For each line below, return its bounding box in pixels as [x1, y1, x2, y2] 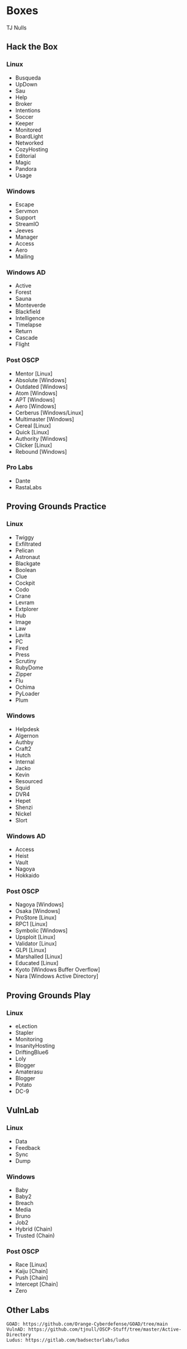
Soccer [15, 113, 34, 120]
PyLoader [15, 690, 40, 697]
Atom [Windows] [15, 389, 58, 397]
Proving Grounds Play [6, 990, 91, 1001]
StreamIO [15, 220, 40, 227]
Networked [15, 139, 44, 146]
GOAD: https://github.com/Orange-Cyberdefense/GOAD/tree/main [6, 1321, 168, 1328]
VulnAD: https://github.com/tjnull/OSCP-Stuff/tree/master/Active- [6, 1326, 182, 1332]
